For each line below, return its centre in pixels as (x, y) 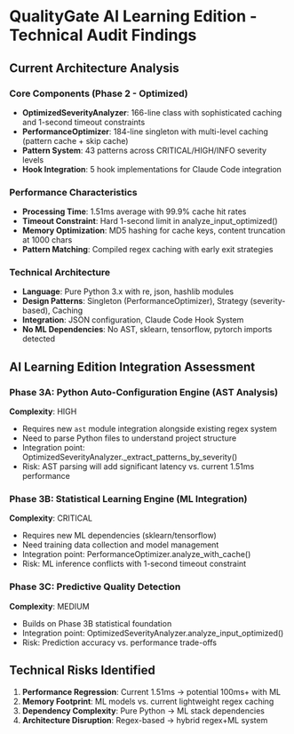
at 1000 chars (47, 240)
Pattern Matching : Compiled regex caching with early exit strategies (147, 250)
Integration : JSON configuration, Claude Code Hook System (133, 320)
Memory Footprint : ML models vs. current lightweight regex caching (148, 701)
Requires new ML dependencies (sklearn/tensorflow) (119, 536)
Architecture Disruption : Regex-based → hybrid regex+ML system (145, 720)
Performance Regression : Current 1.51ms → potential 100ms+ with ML (151, 691)
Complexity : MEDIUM (50, 606)
